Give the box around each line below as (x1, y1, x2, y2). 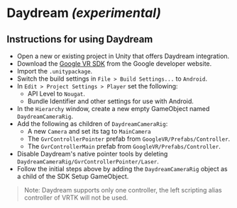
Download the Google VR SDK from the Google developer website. (16, 59, 212, 68)
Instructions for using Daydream (6, 33, 153, 45)
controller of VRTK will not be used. (23, 193, 128, 202)
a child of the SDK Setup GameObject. (16, 172, 129, 180)
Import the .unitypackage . (16, 67, 93, 75)
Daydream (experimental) (6, 5, 161, 21)
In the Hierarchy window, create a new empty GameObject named (16, 105, 210, 112)
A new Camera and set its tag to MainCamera (27, 127, 151, 135)
